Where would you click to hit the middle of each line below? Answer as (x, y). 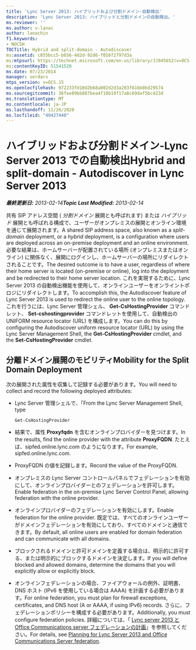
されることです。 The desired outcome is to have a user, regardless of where (98, 265)
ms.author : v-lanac (30, 28)
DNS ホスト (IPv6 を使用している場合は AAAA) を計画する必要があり (97, 590)
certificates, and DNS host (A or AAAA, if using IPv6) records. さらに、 (100, 605)
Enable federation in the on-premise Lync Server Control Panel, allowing (102, 492)
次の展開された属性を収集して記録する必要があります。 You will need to (92, 384)
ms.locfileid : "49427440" (37, 115)
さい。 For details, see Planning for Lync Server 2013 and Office (91, 634)
